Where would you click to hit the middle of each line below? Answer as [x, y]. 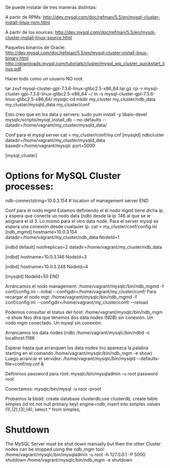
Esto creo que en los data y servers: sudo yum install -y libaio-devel [76, 114]
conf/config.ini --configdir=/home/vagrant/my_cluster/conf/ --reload [77, 302]
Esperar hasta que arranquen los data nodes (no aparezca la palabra [77, 348]
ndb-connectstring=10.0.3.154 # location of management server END [77, 200]
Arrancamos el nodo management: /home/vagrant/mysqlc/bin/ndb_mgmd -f [85, 286]
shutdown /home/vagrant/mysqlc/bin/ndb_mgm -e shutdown [69, 460]
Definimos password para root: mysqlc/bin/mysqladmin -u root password [81, 373]
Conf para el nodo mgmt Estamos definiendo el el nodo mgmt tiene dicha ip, [85, 210]
